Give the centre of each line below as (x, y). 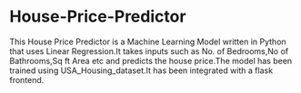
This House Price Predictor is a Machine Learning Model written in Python (148, 42)
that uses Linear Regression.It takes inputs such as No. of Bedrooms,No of (149, 51)
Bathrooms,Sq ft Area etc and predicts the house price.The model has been (151, 60)
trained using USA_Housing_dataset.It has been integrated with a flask (141, 70)
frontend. (27, 79)
